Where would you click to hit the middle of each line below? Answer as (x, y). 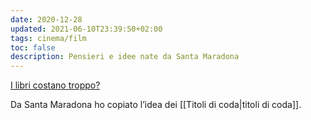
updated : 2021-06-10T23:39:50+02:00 (86, 29)
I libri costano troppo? (55, 85)
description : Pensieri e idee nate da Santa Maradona (125, 57)
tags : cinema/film (48, 38)
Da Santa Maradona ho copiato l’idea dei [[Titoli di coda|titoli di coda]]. (156, 105)
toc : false (33, 47)
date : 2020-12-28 (46, 19)
